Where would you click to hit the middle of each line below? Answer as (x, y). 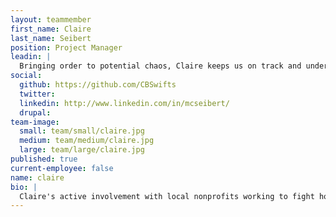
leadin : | (31, 57)
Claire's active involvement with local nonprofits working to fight (167, 196)
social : (26, 76)
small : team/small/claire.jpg (82, 131)
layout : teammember (51, 19)
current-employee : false (62, 168)
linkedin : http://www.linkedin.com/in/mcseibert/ (124, 103)
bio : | (24, 187)
